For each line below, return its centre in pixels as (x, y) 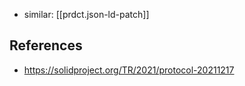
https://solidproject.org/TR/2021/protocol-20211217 (129, 70)
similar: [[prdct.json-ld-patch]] (86, 14)
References (46, 45)
